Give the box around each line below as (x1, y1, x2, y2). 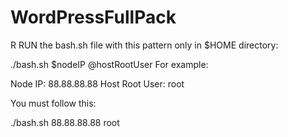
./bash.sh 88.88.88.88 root (10, 116, 120, 128)
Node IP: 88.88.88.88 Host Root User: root (10, 77, 185, 90)
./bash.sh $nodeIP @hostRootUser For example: (10, 58, 209, 70)
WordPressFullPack (10, 6, 177, 29)
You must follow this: (10, 97, 97, 109)
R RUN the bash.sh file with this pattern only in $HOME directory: (10, 39, 279, 51)
